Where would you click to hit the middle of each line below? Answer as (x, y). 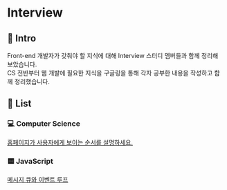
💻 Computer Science (44, 124)
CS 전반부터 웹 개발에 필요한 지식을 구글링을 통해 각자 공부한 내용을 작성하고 (110, 73)
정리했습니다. (32, 82)
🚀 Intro (22, 38)
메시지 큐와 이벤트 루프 (38, 179)
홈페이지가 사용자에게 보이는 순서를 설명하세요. (70, 142)
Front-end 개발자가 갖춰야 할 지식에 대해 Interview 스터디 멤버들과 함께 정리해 (113, 56)
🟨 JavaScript (30, 161)
